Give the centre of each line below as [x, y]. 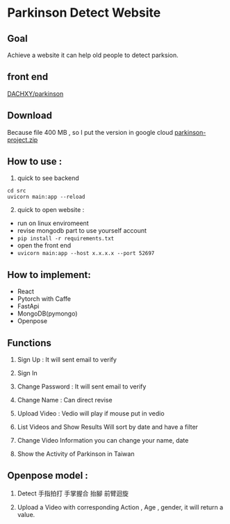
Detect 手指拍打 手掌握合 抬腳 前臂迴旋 [73, 493]
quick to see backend [48, 178]
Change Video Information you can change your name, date [103, 441]
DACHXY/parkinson [35, 93]
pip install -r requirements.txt [66, 239]
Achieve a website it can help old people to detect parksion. [93, 55]
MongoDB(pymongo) [47, 313]
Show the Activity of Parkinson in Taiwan [76, 454]
